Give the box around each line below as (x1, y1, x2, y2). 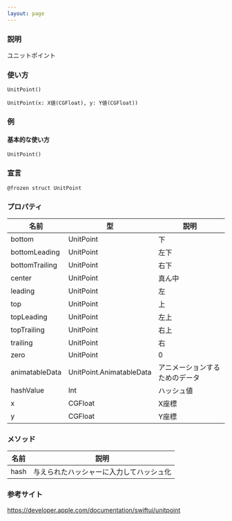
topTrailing (10, 325, 45, 334)
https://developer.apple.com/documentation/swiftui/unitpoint (7, 506, 181, 514)
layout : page (7, 10, 45, 17)
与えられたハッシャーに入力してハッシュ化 (33, 467, 171, 477)
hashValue (10, 385, 45, 395)
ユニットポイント (7, 51, 56, 59)
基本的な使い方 (7, 135, 50, 144)
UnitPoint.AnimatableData (68, 367, 152, 377)
